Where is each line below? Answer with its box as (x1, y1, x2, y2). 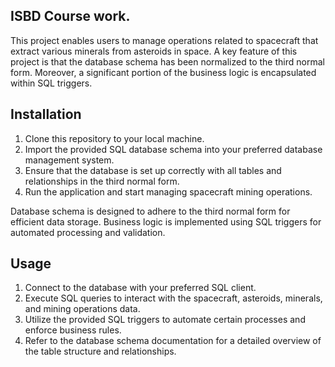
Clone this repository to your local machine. (24, 132, 205, 144)
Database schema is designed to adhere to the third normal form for (10, 205, 291, 217)
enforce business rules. (24, 324, 122, 336)
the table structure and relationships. (24, 345, 177, 358)
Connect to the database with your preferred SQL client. (24, 282, 257, 294)
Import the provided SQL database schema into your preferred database (24, 143, 323, 155)
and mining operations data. (24, 303, 141, 315)
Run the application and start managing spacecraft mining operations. (24, 185, 313, 198)
